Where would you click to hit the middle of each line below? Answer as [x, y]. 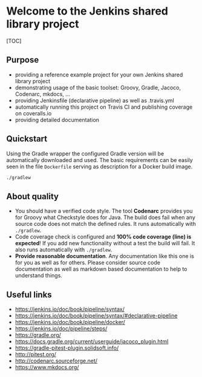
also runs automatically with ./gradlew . [64, 250]
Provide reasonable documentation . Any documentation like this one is [105, 256]
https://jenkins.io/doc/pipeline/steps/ [61, 328]
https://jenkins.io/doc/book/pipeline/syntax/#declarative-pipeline [96, 316]
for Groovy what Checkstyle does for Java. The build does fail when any [105, 217]
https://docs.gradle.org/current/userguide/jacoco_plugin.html [92, 342]
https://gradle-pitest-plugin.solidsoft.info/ [67, 348]
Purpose [23, 60]
